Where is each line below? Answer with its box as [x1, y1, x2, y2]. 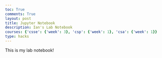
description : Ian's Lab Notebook [5, 25, 73, 30]
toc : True [5, 7, 25, 12]
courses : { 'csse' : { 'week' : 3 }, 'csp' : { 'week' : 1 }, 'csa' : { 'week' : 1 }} [5, 29, 158, 34]
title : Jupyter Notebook [5, 20, 55, 26]
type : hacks [5, 34, 29, 39]
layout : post [5, 16, 32, 21]
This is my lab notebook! [5, 47, 54, 53]
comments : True [5, 12, 36, 16]
